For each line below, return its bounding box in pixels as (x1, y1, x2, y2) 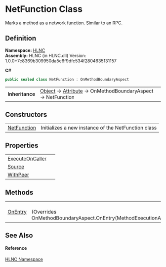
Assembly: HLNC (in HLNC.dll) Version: (5, 52, 86, 58)
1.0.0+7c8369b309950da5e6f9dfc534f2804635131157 (5, 58, 117, 64)
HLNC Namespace (5, 256, 43, 262)
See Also (5, 231, 33, 240)
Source (7, 163, 25, 170)
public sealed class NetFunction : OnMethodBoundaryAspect (5, 77, 129, 82)
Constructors (5, 110, 47, 119)
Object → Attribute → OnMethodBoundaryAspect (40, 88, 154, 94)
